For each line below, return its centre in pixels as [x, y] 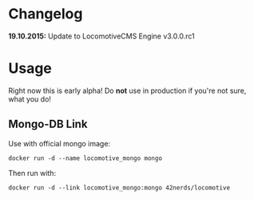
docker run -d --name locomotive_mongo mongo [85, 158]
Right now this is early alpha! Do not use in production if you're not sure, [127, 90]
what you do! [30, 99]
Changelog [46, 14]
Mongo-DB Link [48, 124]
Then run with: [32, 173]
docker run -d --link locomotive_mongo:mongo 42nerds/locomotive [119, 188]
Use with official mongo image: [59, 143]
